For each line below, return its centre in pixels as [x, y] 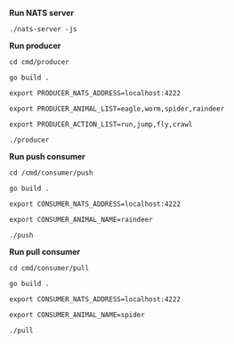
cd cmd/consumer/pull [49, 268]
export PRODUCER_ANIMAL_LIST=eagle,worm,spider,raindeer [117, 109]
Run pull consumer [45, 252]
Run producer [35, 45]
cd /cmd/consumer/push [51, 173]
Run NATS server [41, 13]
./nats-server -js [43, 29]
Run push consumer [48, 156]
